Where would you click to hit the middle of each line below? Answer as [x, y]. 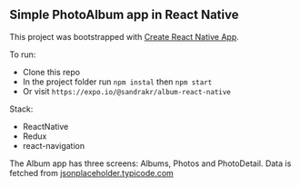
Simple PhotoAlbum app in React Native [124, 15]
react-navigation [54, 145]
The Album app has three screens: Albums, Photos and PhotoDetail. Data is [150, 163]
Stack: [21, 109]
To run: [23, 54]
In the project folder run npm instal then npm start [117, 82]
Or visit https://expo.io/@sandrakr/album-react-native [127, 91]
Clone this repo [51, 72]
